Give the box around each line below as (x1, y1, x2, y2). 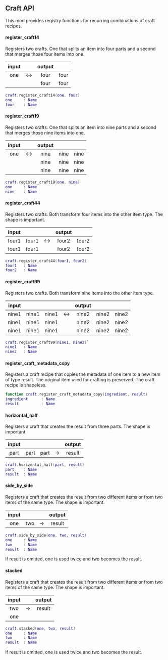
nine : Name (5, 189, 37, 194)
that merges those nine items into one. (5, 129, 85, 136)
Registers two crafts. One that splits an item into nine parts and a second (5, 124, 156, 130)
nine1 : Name (5, 344, 37, 349)
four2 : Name (5, 268, 37, 273)
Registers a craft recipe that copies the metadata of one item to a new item (5, 371, 160, 377)
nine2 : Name (5, 349, 37, 355)
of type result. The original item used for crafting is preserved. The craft (5, 377, 155, 383)
